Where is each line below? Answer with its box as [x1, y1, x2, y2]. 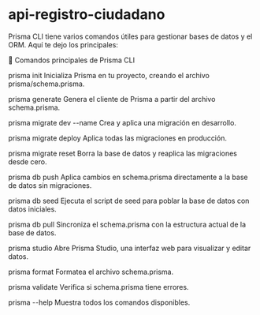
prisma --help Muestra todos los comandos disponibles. [8, 298, 191, 307]
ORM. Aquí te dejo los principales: [8, 39, 118, 49]
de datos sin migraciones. [8, 180, 92, 190]
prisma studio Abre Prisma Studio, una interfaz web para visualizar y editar [8, 243, 251, 253]
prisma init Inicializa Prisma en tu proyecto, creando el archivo [8, 70, 210, 80]
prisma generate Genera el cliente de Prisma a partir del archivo [8, 94, 216, 103]
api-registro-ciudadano [8, 6, 165, 24]
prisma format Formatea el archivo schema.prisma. [8, 267, 174, 276]
